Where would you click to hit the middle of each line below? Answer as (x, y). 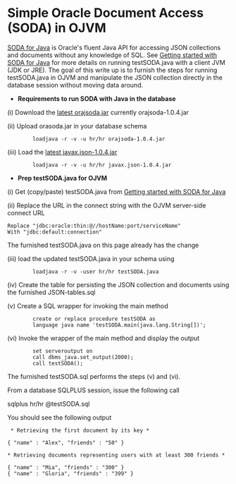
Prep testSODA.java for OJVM (62, 178)
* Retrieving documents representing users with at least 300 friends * (116, 455)
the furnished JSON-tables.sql (51, 292)
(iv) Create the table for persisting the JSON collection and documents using (118, 284)
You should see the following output (60, 417)
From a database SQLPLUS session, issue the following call (93, 390)
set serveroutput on (63, 351)
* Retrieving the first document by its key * (80, 430)
